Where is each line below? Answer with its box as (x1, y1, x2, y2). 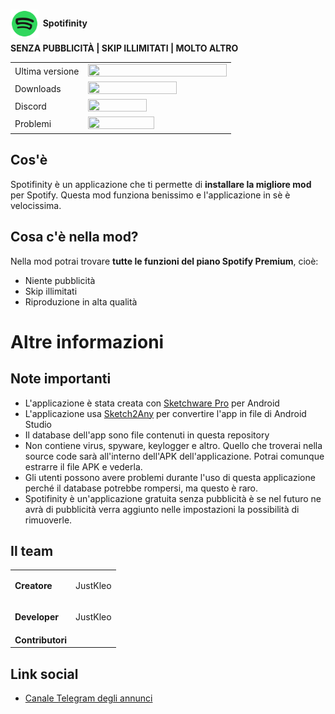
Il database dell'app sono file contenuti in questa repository (24, 429, 270, 441)
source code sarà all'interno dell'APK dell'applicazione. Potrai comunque (24, 450, 325, 462)
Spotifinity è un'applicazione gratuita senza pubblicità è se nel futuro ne (24, 492, 322, 504)
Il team (10, 542, 54, 559)
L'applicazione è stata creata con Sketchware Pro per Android (24, 397, 280, 409)
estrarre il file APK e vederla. (24, 460, 143, 473)
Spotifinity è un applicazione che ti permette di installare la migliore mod (10, 178, 312, 190)
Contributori (14, 634, 68, 646)
